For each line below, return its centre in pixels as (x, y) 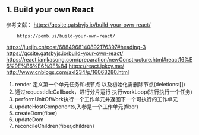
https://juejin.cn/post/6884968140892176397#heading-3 (76, 47)
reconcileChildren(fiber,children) (54, 126)
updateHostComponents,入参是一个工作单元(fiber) (76, 107)
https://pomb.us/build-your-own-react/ (66, 36)
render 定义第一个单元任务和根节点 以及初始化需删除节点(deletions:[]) (100, 84)
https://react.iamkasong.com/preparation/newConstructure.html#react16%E (99, 59)
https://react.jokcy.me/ (97, 66)
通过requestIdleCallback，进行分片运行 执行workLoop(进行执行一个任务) (104, 92)
